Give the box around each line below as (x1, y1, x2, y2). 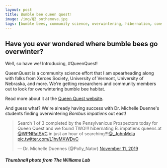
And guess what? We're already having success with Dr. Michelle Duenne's (5, 105, 160, 111)
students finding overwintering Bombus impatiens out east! (5, 110, 127, 117)
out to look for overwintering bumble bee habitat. (5, 86, 105, 92)
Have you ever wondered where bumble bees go (5, 39, 158, 48)
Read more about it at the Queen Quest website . (5, 95, 104, 102)
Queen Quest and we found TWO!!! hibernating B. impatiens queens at (17, 125, 162, 132)
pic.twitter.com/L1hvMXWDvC (17, 136, 79, 142)
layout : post (5, 7, 32, 12)
